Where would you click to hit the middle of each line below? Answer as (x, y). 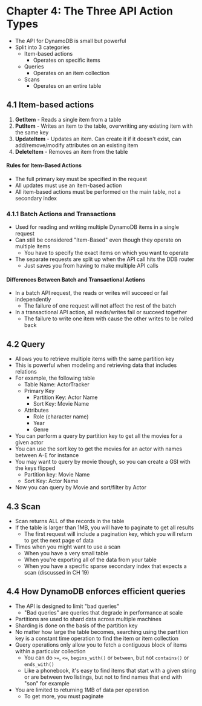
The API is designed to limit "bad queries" (67, 606)
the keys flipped (35, 468)
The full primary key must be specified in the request (81, 179)
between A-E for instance (47, 455)
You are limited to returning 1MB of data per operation (82, 690)
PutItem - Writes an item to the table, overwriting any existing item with (104, 126)
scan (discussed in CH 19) (57, 573)
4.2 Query (26, 344)
